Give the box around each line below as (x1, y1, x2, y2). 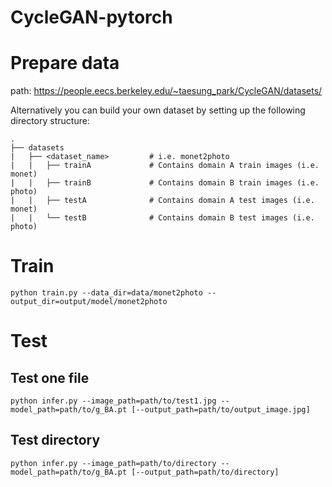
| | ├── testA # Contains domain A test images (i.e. (10, 196, 315, 206)
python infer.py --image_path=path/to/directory (10, 458, 217, 468)
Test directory (10, 432, 101, 449)
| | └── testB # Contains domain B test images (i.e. (10, 213, 315, 223)
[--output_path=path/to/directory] (131, 467, 280, 477)
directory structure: (10, 115, 90, 127)
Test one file (10, 369, 90, 386)
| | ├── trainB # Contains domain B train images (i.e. (10, 178, 320, 188)
